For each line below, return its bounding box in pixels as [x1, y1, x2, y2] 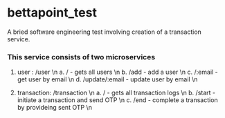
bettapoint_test [7, 5, 97, 21]
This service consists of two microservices [7, 52, 156, 61]
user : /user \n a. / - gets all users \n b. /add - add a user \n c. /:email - [17, 68, 218, 77]
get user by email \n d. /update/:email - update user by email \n [17, 75, 198, 83]
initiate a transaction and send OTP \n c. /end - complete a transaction [17, 96, 218, 104]
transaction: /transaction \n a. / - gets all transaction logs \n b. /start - [17, 88, 216, 97]
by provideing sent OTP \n [17, 104, 92, 112]
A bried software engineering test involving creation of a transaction [7, 28, 202, 36]
